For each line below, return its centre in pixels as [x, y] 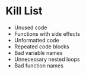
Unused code [31, 27]
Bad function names [39, 65]
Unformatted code [37, 40]
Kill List [24, 11]
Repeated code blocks [42, 47]
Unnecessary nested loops [47, 59]
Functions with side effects [47, 33]
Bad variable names [38, 53]
